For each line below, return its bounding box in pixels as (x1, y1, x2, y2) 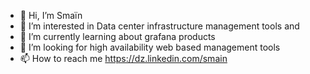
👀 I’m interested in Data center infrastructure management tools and (19, 20, 300, 32)
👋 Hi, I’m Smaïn (19, 10, 83, 21)
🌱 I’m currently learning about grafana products (19, 31, 216, 42)
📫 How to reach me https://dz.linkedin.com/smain (19, 53, 228, 64)
